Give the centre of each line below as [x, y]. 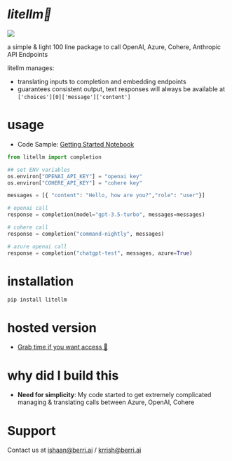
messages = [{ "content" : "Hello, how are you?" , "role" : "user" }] [106, 196]
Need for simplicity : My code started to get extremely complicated [114, 395]
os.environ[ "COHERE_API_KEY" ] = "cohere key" [75, 183]
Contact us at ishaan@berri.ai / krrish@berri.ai [74, 450]
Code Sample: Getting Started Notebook [76, 144]
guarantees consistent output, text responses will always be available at [121, 89]
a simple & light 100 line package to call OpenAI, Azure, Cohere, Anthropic [114, 47]
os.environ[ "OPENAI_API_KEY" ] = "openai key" [75, 176]
